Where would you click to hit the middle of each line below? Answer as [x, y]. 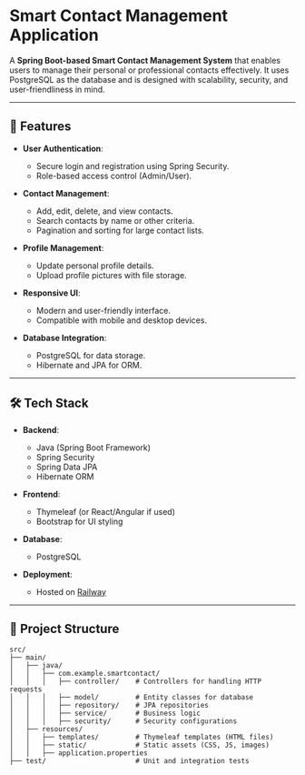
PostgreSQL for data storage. [91, 355]
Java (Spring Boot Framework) [93, 448]
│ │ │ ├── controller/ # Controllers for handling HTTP [135, 682]
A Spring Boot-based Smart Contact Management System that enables [145, 60]
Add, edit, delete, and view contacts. [105, 211]
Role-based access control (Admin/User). [114, 176]
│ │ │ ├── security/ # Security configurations [123, 721]
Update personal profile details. [95, 266]
